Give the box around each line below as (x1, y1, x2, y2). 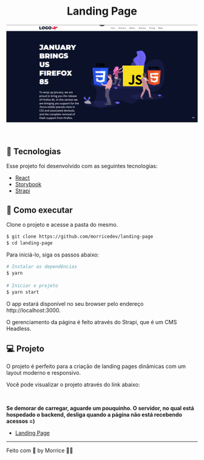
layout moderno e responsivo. (6, 369, 81, 376)
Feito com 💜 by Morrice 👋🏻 (6, 447, 73, 454)
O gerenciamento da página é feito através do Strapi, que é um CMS (6, 319, 177, 326)
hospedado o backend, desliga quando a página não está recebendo (6, 411, 182, 418)
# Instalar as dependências (6, 263, 78, 269)
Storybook (15, 181, 42, 188)
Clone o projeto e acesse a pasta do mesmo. (6, 221, 118, 228)
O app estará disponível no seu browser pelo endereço (6, 300, 144, 308)
